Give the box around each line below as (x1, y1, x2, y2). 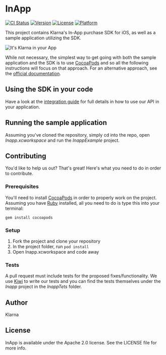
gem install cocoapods (5, 215, 53, 220)
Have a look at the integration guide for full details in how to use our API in (5, 98, 159, 104)
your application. (5, 104, 40, 110)
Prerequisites (5, 183, 39, 190)
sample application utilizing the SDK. (5, 35, 82, 41)
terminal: (5, 205, 24, 211)
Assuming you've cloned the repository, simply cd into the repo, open (5, 132, 150, 138)
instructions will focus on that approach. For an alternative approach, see (5, 65, 157, 71)
